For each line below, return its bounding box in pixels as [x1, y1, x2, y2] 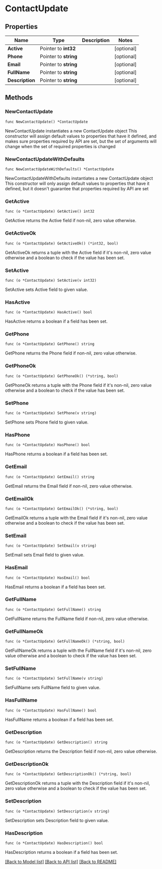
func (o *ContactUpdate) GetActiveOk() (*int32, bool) [5, 241, 119, 246]
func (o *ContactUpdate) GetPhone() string [5, 342, 95, 347]
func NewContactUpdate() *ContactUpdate [5, 119, 89, 124]
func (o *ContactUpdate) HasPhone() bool [5, 443, 90, 447]
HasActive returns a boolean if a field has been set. [5, 318, 108, 324]
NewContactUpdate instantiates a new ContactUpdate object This [5, 128, 137, 134]
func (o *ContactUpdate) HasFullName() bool [5, 708, 97, 713]
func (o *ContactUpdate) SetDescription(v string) [5, 809, 110, 814]
